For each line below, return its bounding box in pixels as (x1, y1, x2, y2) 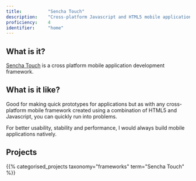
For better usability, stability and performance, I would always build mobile (6, 124, 185, 131)
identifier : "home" (6, 25, 64, 31)
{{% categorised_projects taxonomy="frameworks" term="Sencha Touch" (6, 163, 185, 170)
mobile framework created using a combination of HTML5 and (27, 106, 177, 114)
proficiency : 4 (6, 19, 51, 25)
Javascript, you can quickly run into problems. (6, 113, 118, 120)
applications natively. (6, 130, 57, 137)
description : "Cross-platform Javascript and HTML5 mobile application (6, 14, 192, 20)
